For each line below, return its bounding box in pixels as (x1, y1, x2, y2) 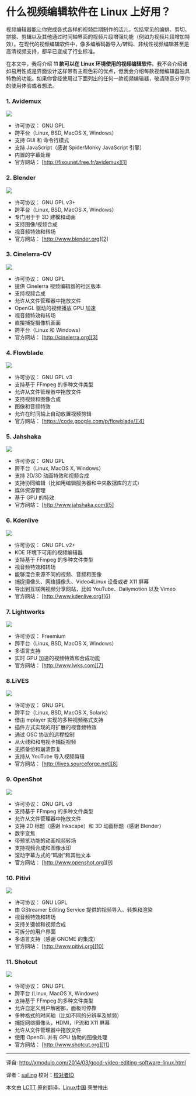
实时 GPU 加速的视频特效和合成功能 (14, 655, 100, 662)
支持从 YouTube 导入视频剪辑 (14, 753, 85, 760)
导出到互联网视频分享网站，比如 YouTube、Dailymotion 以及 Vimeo (14, 585, 176, 592)
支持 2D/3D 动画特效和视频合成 (14, 472, 89, 479)
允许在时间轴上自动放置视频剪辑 (14, 410, 92, 417)
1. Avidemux (6, 97, 41, 105)
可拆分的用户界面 (14, 928, 56, 935)
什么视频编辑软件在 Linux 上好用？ (6, 5, 171, 19)
